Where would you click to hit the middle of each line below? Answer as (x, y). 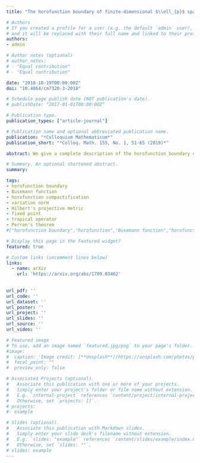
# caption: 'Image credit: (41, 357)
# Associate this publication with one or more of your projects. (93, 384)
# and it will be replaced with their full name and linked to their (94, 33)
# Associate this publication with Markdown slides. (76, 428)
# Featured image (28, 340)
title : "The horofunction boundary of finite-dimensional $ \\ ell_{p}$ (96, 12)
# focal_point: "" (30, 362)
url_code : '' (22, 296)
